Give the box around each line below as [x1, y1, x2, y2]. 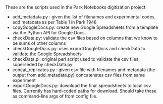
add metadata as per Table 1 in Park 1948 [12, 19, 97, 25]
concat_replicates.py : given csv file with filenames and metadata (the [12, 67, 155, 73]
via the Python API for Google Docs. [12, 30, 86, 35]
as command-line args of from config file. [12, 93, 98, 99]
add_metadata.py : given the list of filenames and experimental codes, [12, 14, 156, 19]
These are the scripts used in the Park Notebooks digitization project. [5, 4, 147, 10]
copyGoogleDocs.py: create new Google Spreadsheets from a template [12, 24, 159, 30]
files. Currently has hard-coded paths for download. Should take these [12, 88, 157, 94]
